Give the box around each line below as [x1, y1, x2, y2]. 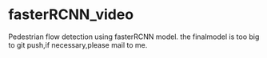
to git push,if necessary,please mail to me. [8, 40, 148, 49]
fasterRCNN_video [8, 6, 134, 24]
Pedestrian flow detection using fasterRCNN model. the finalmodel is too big [8, 32, 260, 41]
